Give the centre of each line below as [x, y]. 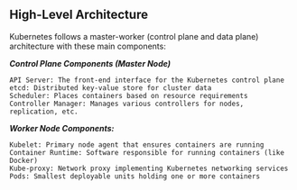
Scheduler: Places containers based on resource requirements [129, 95]
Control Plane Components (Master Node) [90, 63]
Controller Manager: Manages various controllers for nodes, [127, 104]
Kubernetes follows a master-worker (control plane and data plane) [134, 36]
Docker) [24, 160]
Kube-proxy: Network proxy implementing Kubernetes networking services [149, 168]
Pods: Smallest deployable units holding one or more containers [135, 176]
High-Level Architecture [79, 15]
